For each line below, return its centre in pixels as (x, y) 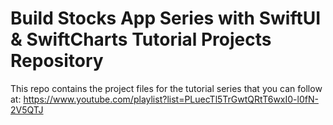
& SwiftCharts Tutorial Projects (141, 39)
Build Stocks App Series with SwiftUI (166, 18)
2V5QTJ (27, 109)
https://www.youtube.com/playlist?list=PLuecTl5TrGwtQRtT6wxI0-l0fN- (171, 99)
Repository (57, 61)
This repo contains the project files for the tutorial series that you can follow (166, 88)
